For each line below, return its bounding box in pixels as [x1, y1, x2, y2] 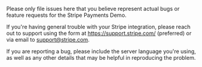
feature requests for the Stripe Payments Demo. [6, 11, 127, 19]
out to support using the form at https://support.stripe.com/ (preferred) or [6, 30, 192, 37]
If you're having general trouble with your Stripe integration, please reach [6, 24, 191, 30]
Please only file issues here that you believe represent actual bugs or [6, 5, 180, 12]
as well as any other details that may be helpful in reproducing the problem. [6, 54, 197, 61]
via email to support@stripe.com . [6, 36, 90, 43]
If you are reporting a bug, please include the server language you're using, [6, 48, 197, 55]
